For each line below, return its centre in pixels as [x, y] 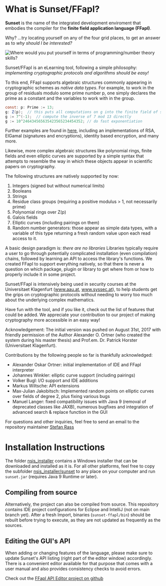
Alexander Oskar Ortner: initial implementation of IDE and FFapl [77, 365]
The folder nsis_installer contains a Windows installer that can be [71, 461]
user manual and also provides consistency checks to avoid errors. [73, 569]
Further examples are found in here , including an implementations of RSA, [80, 130]
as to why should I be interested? [39, 43]
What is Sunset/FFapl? [52, 9]
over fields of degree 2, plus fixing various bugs [61, 396]
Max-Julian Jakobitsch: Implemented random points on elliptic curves [83, 391]
